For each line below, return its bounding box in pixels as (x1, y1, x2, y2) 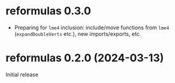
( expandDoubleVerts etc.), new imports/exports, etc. (14, 30, 141, 37)
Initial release (5, 70, 38, 78)
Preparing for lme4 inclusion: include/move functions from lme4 (14, 24, 170, 31)
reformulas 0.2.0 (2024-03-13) (5, 51, 164, 65)
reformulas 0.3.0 (5, 4, 91, 18)
